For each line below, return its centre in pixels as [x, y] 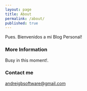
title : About [18, 14]
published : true [22, 23]
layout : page [18, 9]
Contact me [19, 73]
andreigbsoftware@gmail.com [35, 83]
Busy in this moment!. [27, 60]
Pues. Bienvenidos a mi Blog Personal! [43, 37]
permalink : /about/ [25, 18]
